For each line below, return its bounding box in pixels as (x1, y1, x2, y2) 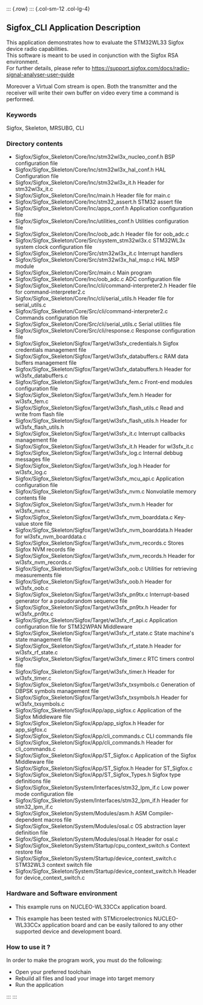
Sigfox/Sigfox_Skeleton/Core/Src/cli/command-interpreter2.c (15, 308, 168, 315)
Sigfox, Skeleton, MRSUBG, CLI (6, 124, 85, 132)
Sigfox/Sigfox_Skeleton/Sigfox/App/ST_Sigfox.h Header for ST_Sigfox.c (15, 765, 193, 772)
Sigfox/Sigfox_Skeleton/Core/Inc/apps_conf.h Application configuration (15, 205, 193, 212)
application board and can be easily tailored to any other (42, 921, 184, 929)
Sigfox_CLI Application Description (6, 22, 141, 33)
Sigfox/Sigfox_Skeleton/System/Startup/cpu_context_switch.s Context (15, 842, 190, 849)
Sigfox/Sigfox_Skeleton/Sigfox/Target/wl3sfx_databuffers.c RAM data (15, 353, 189, 360)
